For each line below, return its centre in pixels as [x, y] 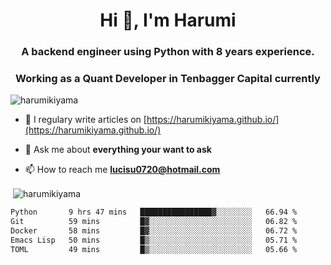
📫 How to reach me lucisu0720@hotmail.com [122, 170]
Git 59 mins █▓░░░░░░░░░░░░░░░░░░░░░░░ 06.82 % [154, 221]
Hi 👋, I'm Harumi [168, 20]
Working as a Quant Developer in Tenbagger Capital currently [168, 79]
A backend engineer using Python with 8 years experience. [168, 52]
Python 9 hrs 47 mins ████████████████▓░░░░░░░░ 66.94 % [154, 212]
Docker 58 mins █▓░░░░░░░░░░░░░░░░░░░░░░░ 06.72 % [154, 230]
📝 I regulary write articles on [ [85, 120]
